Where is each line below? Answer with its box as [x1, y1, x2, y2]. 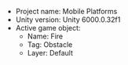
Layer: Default [27, 49, 73, 57]
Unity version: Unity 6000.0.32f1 [15, 15, 121, 24]
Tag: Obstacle [27, 40, 73, 49]
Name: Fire [27, 31, 64, 41]
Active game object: [15, 23, 81, 32]
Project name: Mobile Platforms [15, 7, 118, 16]
